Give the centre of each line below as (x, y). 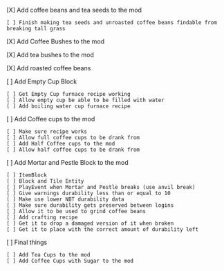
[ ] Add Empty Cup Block (42, 81)
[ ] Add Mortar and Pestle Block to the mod (67, 162)
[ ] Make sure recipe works (47, 132)
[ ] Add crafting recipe (42, 217)
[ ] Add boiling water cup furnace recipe (68, 106)
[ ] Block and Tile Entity (45, 181)
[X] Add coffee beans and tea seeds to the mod (74, 10)
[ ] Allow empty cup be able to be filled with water (86, 100)
